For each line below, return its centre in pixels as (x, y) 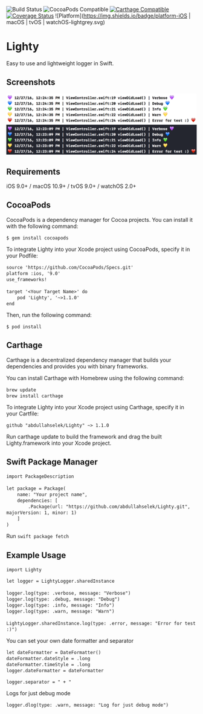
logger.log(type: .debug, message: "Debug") (63, 599)
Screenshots (31, 83)
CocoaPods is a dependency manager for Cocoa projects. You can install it (100, 219)
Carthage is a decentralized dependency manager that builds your (89, 360)
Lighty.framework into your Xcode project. (59, 443)
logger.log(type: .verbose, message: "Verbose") (69, 593)
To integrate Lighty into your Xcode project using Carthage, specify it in (95, 407)
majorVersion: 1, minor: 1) (42, 513)
